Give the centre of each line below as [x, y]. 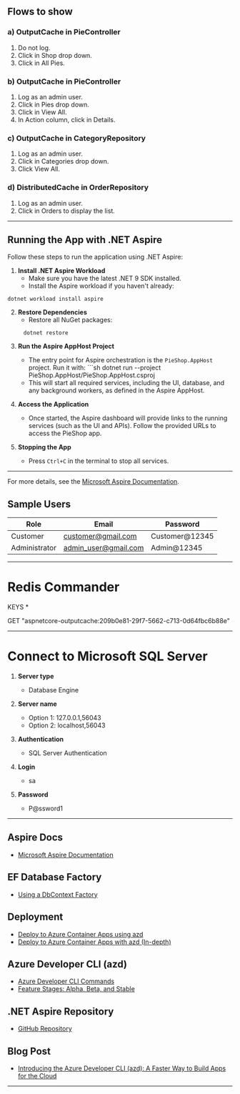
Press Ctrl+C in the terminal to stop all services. [99, 461]
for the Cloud [37, 1075]
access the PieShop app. [65, 433]
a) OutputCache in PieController [64, 32]
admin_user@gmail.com [104, 548]
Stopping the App [44, 447]
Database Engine [54, 690]
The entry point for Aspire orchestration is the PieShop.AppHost [120, 360]
